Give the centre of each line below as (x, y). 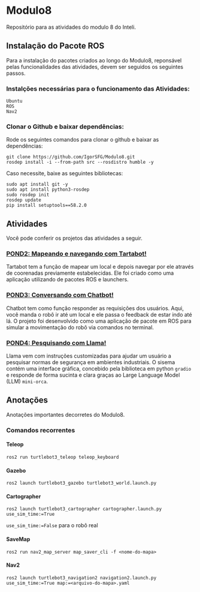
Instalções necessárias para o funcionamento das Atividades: (98, 89)
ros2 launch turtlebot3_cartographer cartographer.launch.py (84, 509)
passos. (16, 73)
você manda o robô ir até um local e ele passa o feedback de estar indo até (99, 314)
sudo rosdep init (28, 195)
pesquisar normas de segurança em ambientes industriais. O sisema (91, 362)
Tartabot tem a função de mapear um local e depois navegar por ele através (100, 267)
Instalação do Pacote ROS (55, 46)
